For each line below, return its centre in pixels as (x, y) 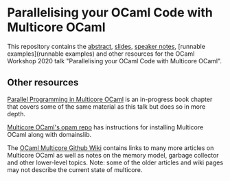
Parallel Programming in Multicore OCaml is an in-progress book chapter (110, 99)
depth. (16, 114)
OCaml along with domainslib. (49, 134)
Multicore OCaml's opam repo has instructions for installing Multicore (105, 127)
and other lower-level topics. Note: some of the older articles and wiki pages (115, 162)
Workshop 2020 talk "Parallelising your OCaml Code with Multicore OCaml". (114, 61)
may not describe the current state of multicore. (75, 169)
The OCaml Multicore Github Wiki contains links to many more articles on (111, 148)
